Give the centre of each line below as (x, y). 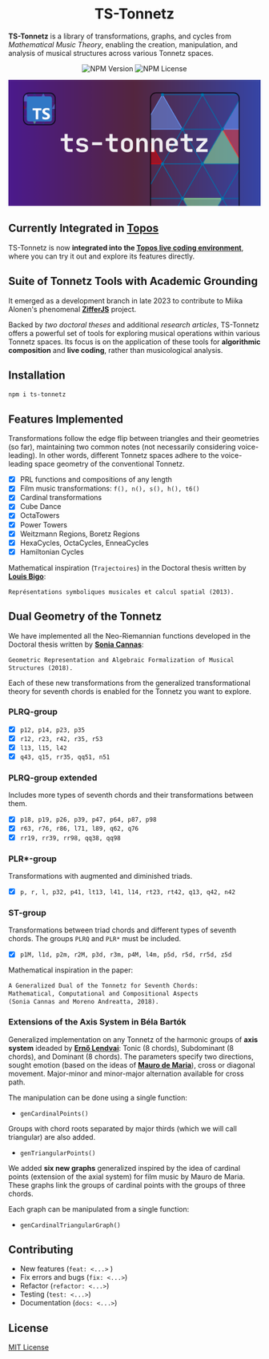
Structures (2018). (41, 668)
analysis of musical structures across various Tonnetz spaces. (111, 53)
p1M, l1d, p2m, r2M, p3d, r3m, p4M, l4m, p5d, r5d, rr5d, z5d (126, 955)
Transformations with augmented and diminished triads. (100, 876)
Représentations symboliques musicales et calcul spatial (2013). (121, 592)
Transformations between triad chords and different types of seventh (122, 930)
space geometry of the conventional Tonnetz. (110, 464)
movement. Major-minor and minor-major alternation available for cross (126, 1073)
